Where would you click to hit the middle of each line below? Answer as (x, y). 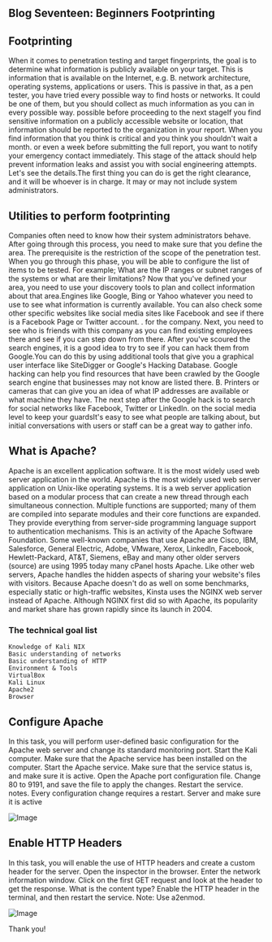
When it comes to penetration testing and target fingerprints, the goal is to (133, 61)
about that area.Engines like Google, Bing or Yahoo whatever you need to (131, 296)
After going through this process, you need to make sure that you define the (135, 244)
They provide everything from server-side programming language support (132, 522)
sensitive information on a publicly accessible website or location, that (126, 121)
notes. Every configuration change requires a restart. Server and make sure (135, 793)
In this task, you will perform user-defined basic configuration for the (124, 741)
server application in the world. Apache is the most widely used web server (134, 479)
